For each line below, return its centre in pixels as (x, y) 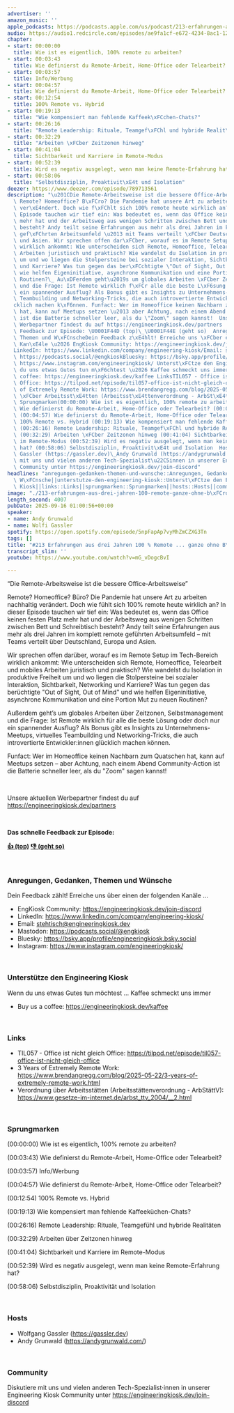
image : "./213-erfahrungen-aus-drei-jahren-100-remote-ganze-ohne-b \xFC (115, 493)
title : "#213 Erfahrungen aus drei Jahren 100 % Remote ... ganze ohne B (117, 545)
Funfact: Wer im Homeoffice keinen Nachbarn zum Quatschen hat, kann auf (116, 756)
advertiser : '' (29, 14)
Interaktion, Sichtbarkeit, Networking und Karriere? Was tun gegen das (109, 685)
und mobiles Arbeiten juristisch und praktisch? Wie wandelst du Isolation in (115, 670)
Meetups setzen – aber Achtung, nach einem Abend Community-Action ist (114, 764)
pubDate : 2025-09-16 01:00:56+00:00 (60, 506)
